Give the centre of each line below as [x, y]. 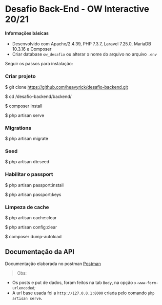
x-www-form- [146, 283]
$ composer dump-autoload [33, 236]
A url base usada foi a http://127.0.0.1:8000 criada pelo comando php [83, 293]
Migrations [18, 128]
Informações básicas [27, 33]
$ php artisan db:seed [27, 162]
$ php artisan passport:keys [33, 194]
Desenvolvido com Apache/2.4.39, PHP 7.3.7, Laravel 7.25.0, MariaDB [81, 44]
